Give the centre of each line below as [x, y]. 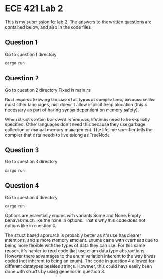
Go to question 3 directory [31, 162]
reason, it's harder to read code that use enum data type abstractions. [75, 251]
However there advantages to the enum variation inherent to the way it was [80, 256]
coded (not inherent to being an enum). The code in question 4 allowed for [80, 261]
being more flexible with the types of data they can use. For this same [75, 246]
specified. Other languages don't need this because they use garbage [75, 124]
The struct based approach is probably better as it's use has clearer [73, 235]
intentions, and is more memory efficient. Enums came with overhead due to [81, 240]
